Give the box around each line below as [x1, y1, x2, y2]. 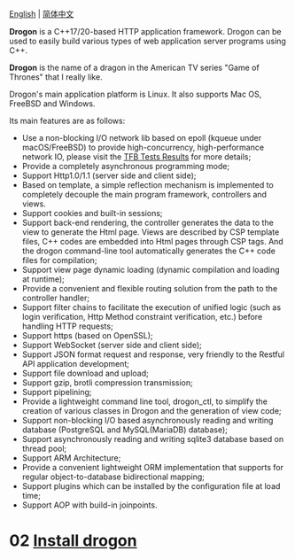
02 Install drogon [9, 531, 137, 551]
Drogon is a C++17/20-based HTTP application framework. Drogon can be [9, 27, 282, 36]
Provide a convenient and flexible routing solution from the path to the [21, 283, 278, 293]
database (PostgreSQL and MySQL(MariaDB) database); [21, 424, 228, 435]
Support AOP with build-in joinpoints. [21, 500, 158, 510]
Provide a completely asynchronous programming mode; [21, 161, 230, 171]
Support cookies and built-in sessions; [21, 208, 163, 218]
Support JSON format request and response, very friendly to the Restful [21, 349, 285, 360]
